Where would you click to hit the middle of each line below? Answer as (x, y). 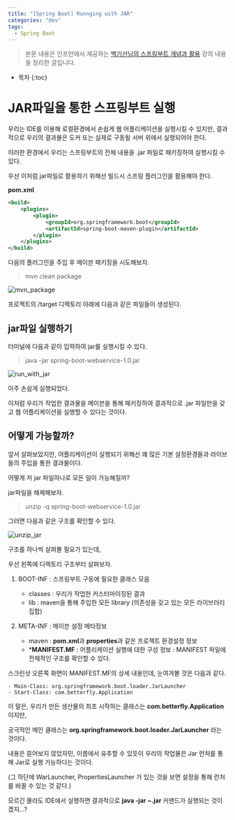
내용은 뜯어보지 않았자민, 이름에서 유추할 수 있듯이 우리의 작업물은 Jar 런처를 (112, 753)
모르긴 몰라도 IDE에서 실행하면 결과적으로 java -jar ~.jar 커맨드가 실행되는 (109, 800)
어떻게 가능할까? (41, 436)
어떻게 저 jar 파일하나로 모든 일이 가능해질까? (69, 477)
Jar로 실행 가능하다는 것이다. (54, 762)
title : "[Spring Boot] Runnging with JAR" (70, 14)
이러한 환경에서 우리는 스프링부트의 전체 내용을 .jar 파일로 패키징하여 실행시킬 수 (116, 152)
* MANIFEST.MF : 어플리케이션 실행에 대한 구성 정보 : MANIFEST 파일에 (127, 649)
